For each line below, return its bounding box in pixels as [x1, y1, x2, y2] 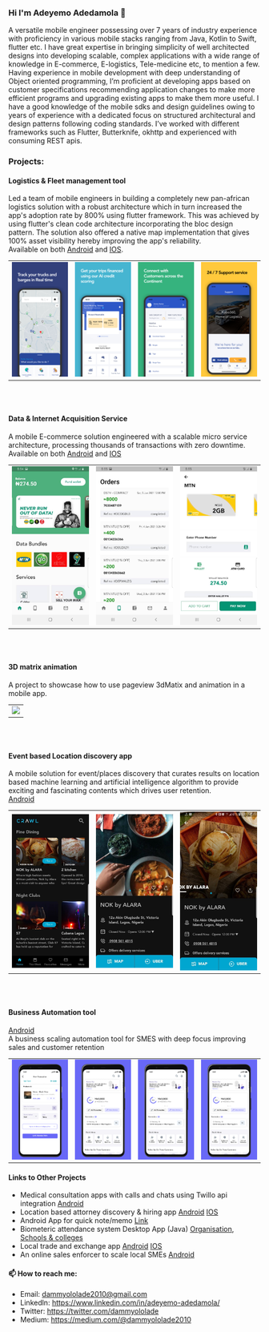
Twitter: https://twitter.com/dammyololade [19, 1306, 159, 1316]
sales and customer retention [8, 1042, 105, 1052]
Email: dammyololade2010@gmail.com [19, 1290, 148, 1299]
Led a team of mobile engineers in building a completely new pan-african [8, 194, 250, 203]
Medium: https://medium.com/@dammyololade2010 [19, 1315, 192, 1325]
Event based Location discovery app [8, 751, 133, 760]
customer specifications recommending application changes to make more [8, 85, 255, 95]
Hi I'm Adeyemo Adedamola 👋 [8, 7, 126, 18]
